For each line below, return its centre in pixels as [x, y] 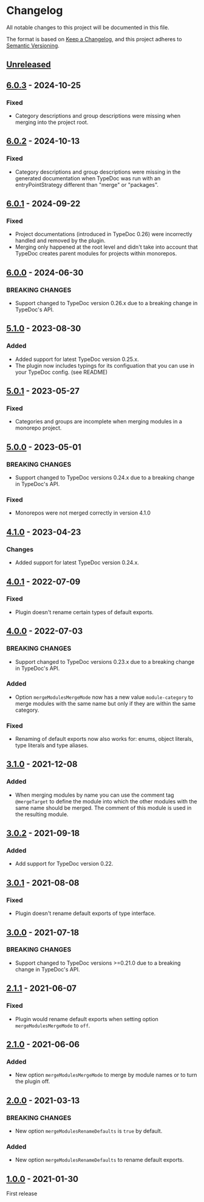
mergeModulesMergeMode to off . [53, 1025]
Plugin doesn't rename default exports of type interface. [85, 913]
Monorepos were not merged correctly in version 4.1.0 [83, 513]
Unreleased [29, 65]
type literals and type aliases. [52, 745]
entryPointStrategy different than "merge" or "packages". [87, 184]
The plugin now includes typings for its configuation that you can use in [104, 365]
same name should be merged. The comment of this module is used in [103, 808]
